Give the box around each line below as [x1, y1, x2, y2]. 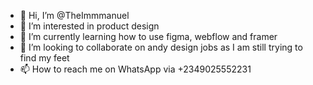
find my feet [19, 52, 70, 64]
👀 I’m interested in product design [19, 20, 160, 32]
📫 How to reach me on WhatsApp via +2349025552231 [19, 63, 252, 75]
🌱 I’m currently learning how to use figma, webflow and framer [19, 31, 278, 42]
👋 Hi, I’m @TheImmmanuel [19, 10, 130, 21]
